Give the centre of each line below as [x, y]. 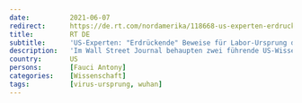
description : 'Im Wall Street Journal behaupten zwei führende [134, 51]
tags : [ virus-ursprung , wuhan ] [86, 84]
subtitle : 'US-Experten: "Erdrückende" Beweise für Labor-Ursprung [148, 43]
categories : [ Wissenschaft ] [68, 76]
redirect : [28, 26]
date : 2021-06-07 [60, 17]
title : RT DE [50, 34]
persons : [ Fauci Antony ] [68, 68]
